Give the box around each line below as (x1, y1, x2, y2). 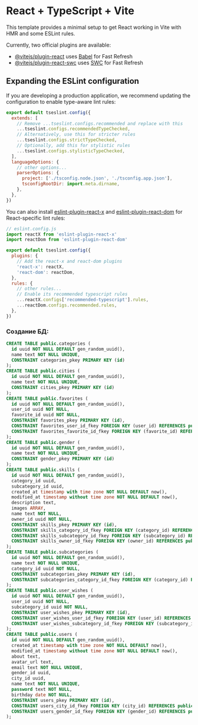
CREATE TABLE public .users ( (6, 632, 78, 638)
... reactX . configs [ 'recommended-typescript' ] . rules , (16, 297, 149, 303)
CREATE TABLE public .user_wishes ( (6, 587, 94, 594)
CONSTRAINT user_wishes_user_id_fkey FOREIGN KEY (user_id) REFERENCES (11, 615, 192, 621)
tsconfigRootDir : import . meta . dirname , (21, 181, 120, 187)
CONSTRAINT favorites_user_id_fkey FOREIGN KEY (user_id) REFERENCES (11, 423, 186, 429)
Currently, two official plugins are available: (6, 41, 111, 48)
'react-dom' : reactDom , (16, 269, 75, 275)
